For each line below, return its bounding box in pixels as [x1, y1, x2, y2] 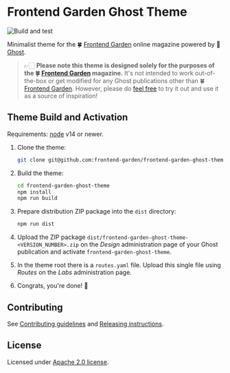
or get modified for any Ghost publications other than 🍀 [47, 76, 205, 84]
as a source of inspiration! [23, 91, 98, 100]
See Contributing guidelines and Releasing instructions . [7, 319, 164, 328]
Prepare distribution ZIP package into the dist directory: [16, 207, 176, 216]
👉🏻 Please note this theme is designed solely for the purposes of [23, 61, 215, 69]
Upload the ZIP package [16, 233, 86, 241]
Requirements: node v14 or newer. [7, 130, 104, 138]
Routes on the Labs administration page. [16, 269, 132, 277]
